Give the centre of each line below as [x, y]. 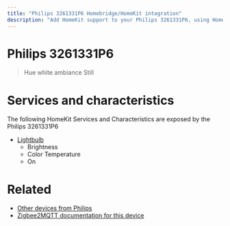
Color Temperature [54, 154]
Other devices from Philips [54, 208]
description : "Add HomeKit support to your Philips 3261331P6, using [108, 20]
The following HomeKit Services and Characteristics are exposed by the [109, 119]
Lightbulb [30, 140]
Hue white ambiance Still [59, 73]
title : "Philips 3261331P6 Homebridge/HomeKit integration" [95, 13]
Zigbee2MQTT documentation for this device [80, 216]
